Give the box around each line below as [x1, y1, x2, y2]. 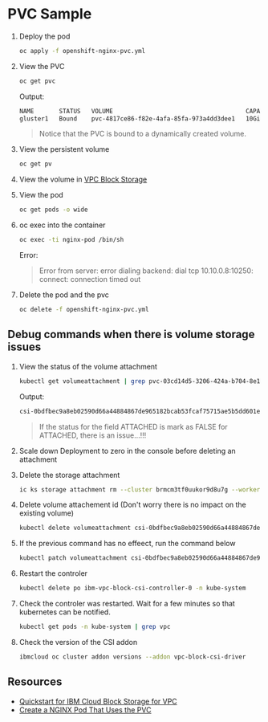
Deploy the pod [18, 31, 71, 41]
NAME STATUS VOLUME [18, 107, 113, 115]
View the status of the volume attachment [18, 361, 158, 371]
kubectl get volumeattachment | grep [18, 377, 146, 385]
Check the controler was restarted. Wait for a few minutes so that [18, 599, 236, 608]
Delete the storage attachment [18, 470, 120, 479]
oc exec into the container [18, 220, 106, 230]
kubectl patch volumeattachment [18, 554, 128, 562]
